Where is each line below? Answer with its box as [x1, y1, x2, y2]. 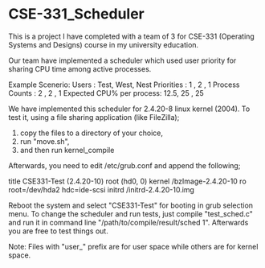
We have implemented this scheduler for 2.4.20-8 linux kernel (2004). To [8, 104, 251, 113]
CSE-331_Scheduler [8, 5, 145, 23]
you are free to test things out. [8, 226, 108, 236]
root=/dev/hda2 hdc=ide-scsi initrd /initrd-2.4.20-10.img [8, 184, 195, 194]
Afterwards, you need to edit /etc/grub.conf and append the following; [8, 160, 241, 170]
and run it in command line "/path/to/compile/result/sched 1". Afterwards [8, 217, 249, 227]
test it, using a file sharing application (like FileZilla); [8, 112, 180, 122]
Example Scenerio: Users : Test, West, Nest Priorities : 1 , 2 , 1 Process [8, 80, 240, 89]
